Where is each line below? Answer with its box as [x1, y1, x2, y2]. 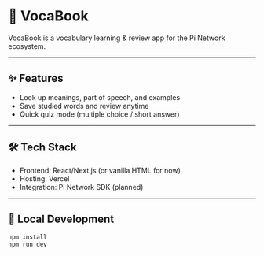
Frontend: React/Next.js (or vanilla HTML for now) [19, 165, 181, 175]
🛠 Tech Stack [8, 141, 77, 154]
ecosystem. [8, 41, 46, 50]
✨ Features [8, 72, 64, 85]
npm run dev [8, 240, 47, 249]
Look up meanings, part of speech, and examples [19, 92, 181, 102]
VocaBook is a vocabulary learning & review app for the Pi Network [8, 33, 225, 43]
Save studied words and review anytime [19, 101, 149, 110]
